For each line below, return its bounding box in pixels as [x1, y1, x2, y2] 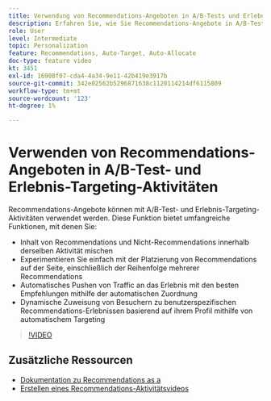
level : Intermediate [8, 34, 78, 43]
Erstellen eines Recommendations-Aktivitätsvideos [19, 383, 190, 393]
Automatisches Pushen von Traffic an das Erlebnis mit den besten [19, 280, 240, 290]
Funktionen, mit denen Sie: [8, 222, 98, 232]
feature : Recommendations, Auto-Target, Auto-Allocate [8, 49, 197, 57]
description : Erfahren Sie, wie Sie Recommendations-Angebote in [8, 19, 232, 27]
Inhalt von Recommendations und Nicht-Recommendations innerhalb [19, 237, 250, 247]
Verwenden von [8, 144, 117, 162]
